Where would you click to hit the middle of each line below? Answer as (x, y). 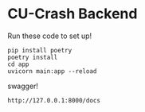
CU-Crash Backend (72, 14)
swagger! (23, 86)
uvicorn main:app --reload (52, 71)
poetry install (33, 57)
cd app (18, 64)
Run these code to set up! (50, 36)
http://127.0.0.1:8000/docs (54, 100)
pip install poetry (40, 50)
